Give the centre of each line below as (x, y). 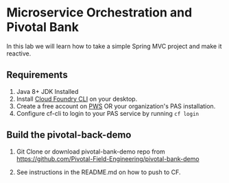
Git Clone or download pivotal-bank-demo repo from (91, 151)
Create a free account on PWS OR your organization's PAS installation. (116, 106)
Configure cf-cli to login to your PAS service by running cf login (108, 113)
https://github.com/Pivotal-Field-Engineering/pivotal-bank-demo (108, 158)
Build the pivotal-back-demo (69, 135)
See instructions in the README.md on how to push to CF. (98, 172)
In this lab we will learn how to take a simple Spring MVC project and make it (114, 46)
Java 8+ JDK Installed (47, 91)
